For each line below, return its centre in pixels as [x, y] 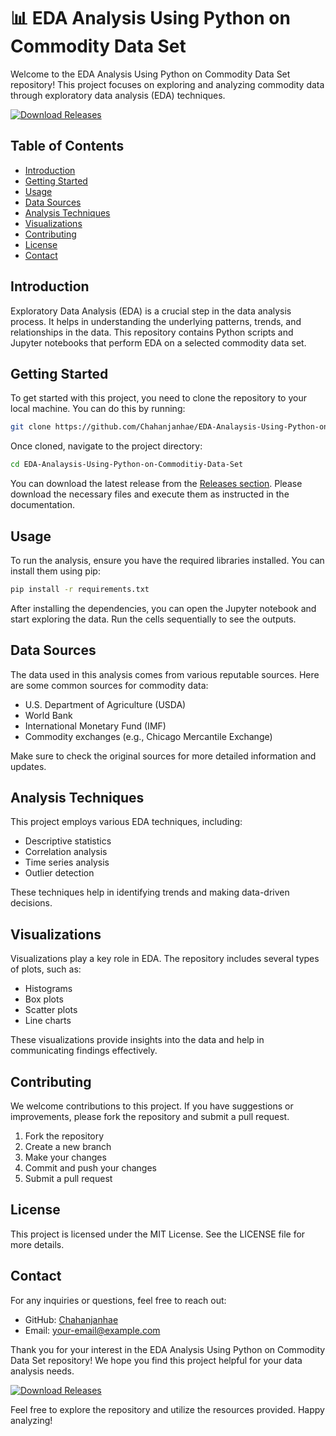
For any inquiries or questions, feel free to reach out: [118, 1300]
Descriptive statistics [68, 841]
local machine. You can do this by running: [98, 409]
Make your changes [65, 1157]
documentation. [43, 505]
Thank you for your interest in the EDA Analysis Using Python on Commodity [168, 1349]
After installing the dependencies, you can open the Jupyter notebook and [163, 608]
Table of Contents [67, 146]
